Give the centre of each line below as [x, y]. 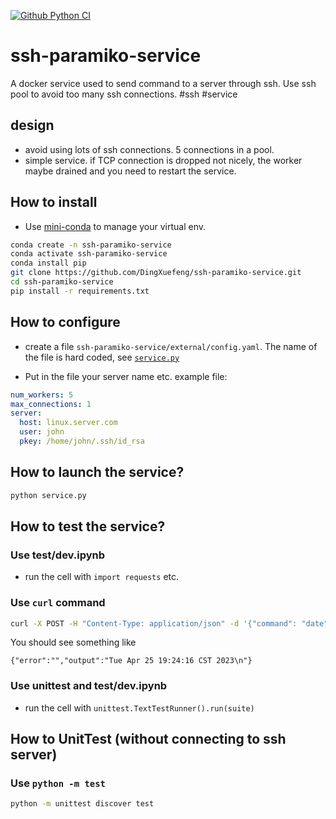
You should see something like [73, 642]
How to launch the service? [97, 472]
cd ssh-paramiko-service [62, 282]
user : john [42, 432]
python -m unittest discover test [82, 804]
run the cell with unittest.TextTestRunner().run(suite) [139, 707]
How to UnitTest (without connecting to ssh [148, 739]
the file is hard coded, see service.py [102, 357]
